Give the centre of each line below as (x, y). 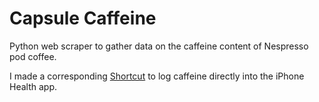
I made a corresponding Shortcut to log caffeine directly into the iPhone (157, 76)
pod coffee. (33, 56)
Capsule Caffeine (83, 18)
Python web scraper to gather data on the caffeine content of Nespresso (159, 46)
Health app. (33, 86)
